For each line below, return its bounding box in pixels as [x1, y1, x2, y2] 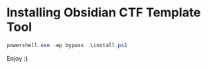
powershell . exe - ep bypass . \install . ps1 [6, 42, 128, 49]
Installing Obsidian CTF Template [6, 5, 201, 20]
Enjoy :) [6, 54, 28, 62]
